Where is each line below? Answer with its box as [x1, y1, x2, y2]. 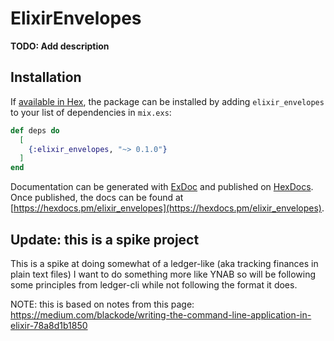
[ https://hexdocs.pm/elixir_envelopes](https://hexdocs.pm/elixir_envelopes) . [10, 202, 325, 214]
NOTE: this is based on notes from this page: [10, 298, 195, 310]
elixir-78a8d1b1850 [10, 319, 88, 331]
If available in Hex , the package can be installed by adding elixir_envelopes [10, 95, 325, 107]
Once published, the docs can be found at [10, 192, 184, 204]
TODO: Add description [10, 40, 110, 52]
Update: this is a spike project [10, 231, 200, 248]
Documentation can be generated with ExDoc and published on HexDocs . [10, 181, 314, 193]
